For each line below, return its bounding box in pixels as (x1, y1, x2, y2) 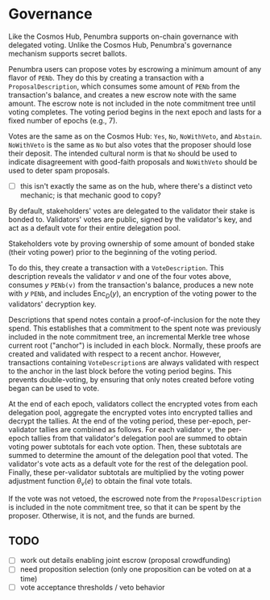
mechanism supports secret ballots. (8, 48, 127, 58)
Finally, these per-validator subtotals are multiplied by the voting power (8, 467, 244, 477)
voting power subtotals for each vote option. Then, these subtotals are (8, 441, 242, 452)
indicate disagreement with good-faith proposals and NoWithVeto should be (8, 156, 258, 166)
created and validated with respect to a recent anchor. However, (8, 348, 222, 359)
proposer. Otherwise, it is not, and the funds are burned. (8, 510, 195, 520)
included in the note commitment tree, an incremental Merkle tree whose (8, 331, 250, 341)
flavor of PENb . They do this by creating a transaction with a (8, 73, 205, 82)
